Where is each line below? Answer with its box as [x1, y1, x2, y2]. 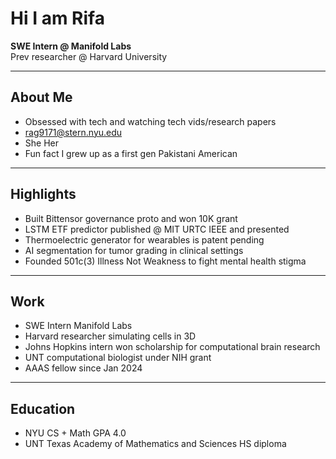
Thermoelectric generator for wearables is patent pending [24, 233, 265, 246]
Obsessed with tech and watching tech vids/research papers [24, 115, 277, 127]
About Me [10, 89, 73, 106]
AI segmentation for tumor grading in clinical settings [24, 244, 244, 256]
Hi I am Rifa [10, 7, 105, 30]
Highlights [10, 186, 77, 203]
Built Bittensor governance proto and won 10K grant [24, 212, 238, 224]
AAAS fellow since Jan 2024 [24, 362, 143, 374]
